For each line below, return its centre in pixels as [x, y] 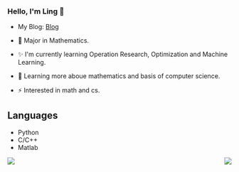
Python [28, 133]
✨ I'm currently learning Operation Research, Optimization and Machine [123, 54]
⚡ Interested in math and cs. [59, 90]
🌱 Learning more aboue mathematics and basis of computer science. [119, 76]
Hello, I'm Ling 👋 [36, 11]
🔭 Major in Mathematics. [53, 41]
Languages [33, 115]
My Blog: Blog [38, 27]
